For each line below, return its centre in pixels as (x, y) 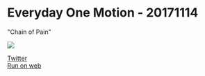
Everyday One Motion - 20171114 (103, 13)
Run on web (24, 65)
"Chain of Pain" (29, 32)
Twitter (17, 58)
